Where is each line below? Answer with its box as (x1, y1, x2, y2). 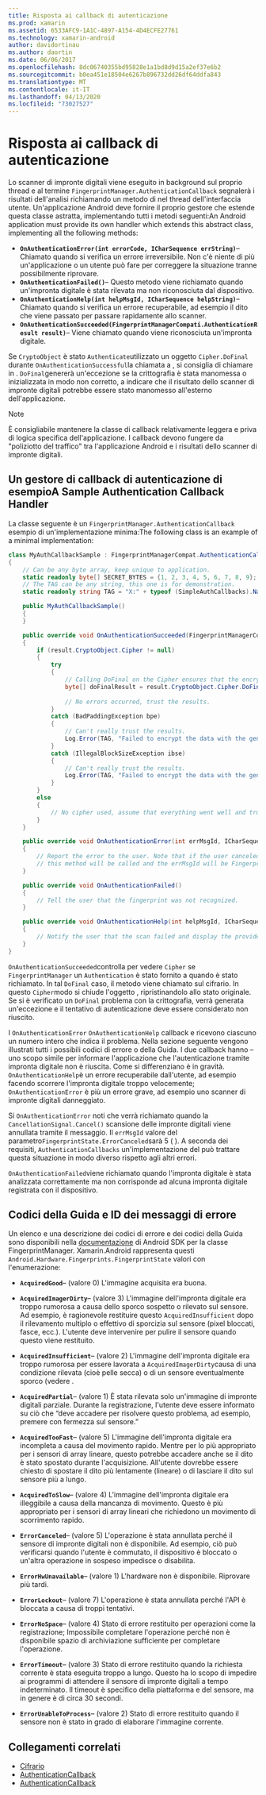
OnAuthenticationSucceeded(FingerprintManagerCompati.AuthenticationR (19, 321, 258, 329)
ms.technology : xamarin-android (8, 33, 115, 42)
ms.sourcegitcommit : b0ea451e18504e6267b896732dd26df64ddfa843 (8, 71, 222, 79)
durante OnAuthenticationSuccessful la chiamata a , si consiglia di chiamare (8, 360, 253, 370)
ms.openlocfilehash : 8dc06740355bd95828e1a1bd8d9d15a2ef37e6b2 (8, 64, 222, 71)
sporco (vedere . (19, 1377, 74, 1386)
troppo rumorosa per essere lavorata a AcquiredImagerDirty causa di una (19, 1359, 256, 1369)
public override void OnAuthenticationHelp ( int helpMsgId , (22, 918, 222, 926)
